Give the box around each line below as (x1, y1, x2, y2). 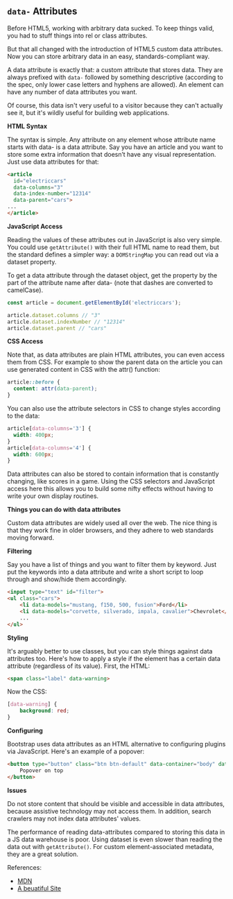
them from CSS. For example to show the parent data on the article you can (7, 358, 223, 366)
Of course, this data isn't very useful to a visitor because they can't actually (7, 101, 223, 110)
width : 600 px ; (13, 451, 54, 458)
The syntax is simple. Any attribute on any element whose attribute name (7, 135, 216, 144)
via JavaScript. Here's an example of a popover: (7, 747, 145, 755)
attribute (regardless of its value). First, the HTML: (7, 662, 150, 670)
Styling (7, 633, 29, 642)
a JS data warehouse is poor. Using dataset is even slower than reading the (7, 835, 223, 844)
